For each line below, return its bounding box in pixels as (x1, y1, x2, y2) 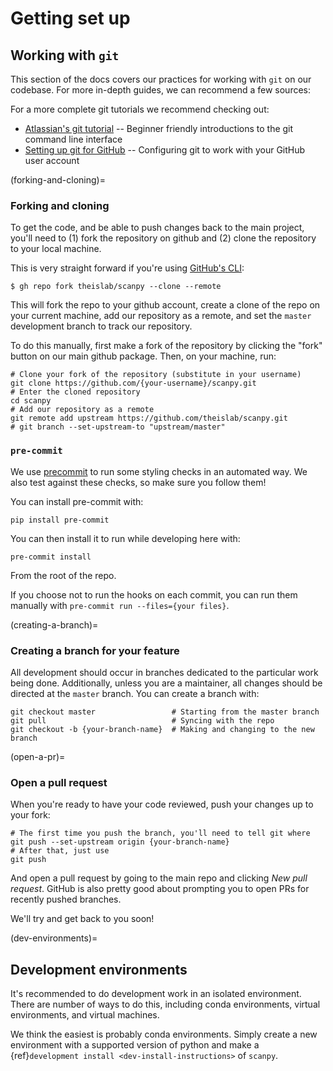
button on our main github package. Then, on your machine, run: (10, 350, 277, 362)
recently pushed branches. (10, 893, 122, 906)
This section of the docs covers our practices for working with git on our (10, 73, 312, 85)
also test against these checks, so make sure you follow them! (10, 476, 267, 488)
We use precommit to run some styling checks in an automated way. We (10, 465, 308, 477)
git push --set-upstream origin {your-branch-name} (10, 837, 230, 847)
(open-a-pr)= (10, 750, 66, 762)
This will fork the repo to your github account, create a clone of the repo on (10, 299, 321, 311)
